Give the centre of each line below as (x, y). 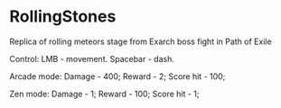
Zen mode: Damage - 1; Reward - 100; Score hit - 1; (105, 94)
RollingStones (63, 17)
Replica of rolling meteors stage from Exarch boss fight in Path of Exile (141, 41)
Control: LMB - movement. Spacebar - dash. (92, 58)
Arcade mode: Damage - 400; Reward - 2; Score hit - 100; (117, 76)
